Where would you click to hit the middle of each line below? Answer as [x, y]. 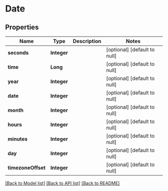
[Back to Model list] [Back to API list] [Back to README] [62, 183]
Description [87, 41]
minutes [18, 139]
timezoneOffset [27, 168]
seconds [18, 53]
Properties [22, 27]
